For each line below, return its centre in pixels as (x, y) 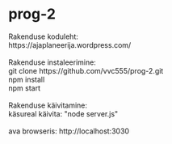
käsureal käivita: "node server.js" (63, 113)
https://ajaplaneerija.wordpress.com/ (70, 44)
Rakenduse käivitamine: (48, 105)
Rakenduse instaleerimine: (52, 62)
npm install (27, 79)
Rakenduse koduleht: (44, 36)
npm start (25, 88)
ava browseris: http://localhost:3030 (69, 131)
